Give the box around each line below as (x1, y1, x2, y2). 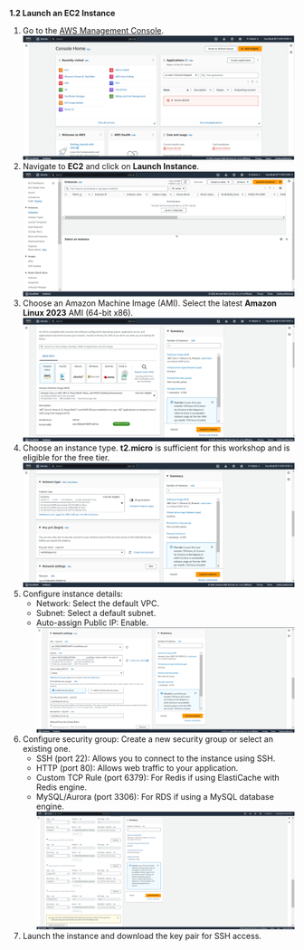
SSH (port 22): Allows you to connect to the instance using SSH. (35, 753, 276, 764)
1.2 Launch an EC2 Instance (9, 8, 116, 18)
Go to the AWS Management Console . (22, 25, 165, 35)
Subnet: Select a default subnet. (35, 608, 157, 619)
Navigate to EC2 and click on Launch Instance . (22, 161, 200, 172)
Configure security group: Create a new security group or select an (22, 734, 274, 745)
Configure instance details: (22, 588, 124, 600)
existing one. (22, 744, 71, 755)
